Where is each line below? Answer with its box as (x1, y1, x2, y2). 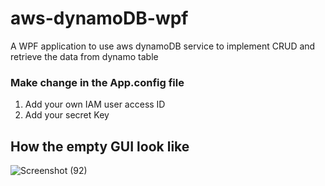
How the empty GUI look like (10, 138, 190, 155)
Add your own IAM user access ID (24, 98, 166, 111)
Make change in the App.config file (10, 75, 185, 89)
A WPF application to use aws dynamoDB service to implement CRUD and (10, 40, 316, 52)
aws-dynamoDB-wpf (10, 7, 189, 30)
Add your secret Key (24, 109, 110, 121)
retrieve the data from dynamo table (10, 50, 159, 62)
